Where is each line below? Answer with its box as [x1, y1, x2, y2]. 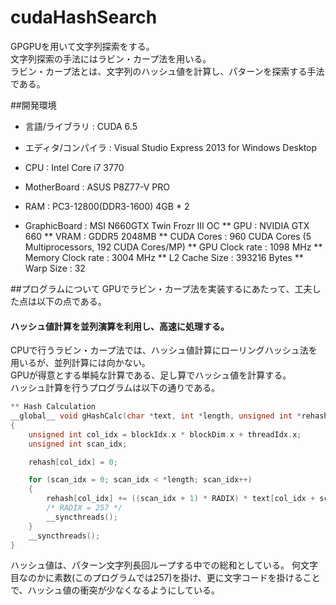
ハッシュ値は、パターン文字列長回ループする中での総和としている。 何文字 [10, 559, 318, 571]
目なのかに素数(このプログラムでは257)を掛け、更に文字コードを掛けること [10, 572, 321, 584]
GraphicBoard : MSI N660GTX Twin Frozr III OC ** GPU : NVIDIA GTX [24, 219, 310, 231]
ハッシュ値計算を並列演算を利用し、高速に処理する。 [10, 320, 230, 332]
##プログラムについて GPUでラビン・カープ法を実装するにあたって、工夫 [10, 282, 313, 295]
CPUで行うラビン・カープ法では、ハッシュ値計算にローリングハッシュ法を [10, 344, 318, 356]
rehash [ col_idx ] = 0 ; [28, 457, 118, 467]
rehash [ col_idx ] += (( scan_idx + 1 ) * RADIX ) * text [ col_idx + [46, 494, 316, 504]
